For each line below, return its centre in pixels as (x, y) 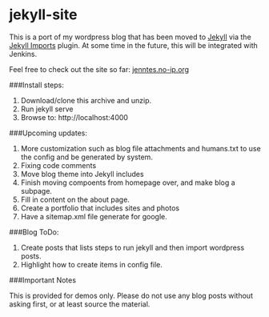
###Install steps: (37, 85)
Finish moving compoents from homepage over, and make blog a (128, 183)
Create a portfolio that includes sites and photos (100, 208)
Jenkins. (23, 54)
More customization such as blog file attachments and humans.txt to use (141, 148)
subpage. (36, 191)
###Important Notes (43, 280)
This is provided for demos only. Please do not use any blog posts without (131, 295)
